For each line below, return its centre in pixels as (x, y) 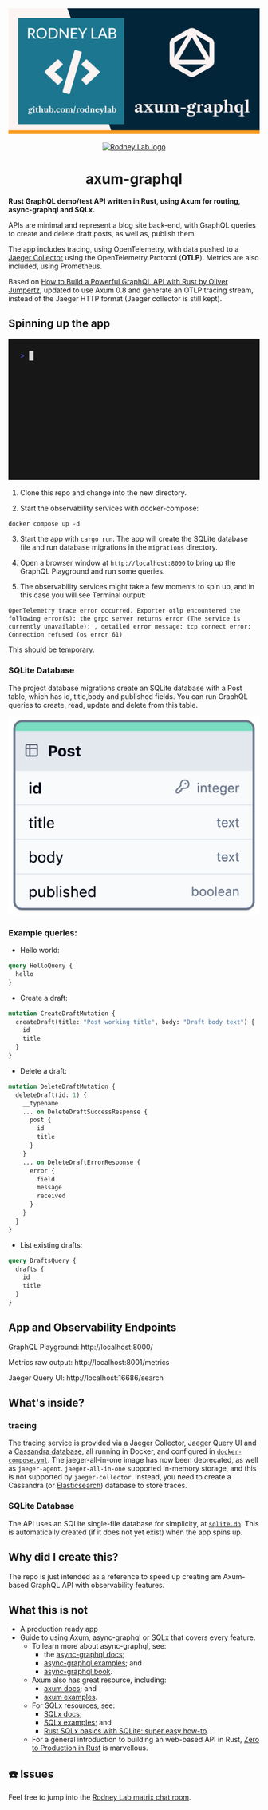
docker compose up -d (44, 524)
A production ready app (59, 1629)
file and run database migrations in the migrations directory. (118, 547)
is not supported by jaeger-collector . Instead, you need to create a (120, 1477)
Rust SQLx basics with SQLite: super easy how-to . (126, 1731)
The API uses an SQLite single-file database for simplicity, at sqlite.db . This (134, 1523)
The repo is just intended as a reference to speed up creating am (115, 1576)
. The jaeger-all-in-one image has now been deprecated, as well (153, 1460)
